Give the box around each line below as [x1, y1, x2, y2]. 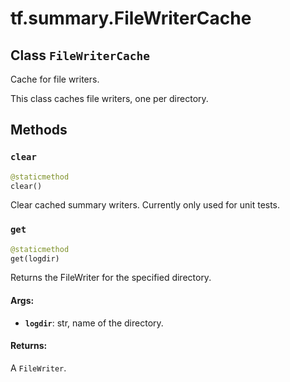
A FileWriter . [10, 362, 67, 374]
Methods [10, 122, 68, 139]
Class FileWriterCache [10, 47, 151, 64]
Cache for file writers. [10, 73, 100, 85]
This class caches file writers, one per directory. [10, 93, 209, 104]
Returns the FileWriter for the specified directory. [10, 272, 212, 284]
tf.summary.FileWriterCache [10, 7, 252, 30]
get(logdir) [10, 253, 60, 264]
